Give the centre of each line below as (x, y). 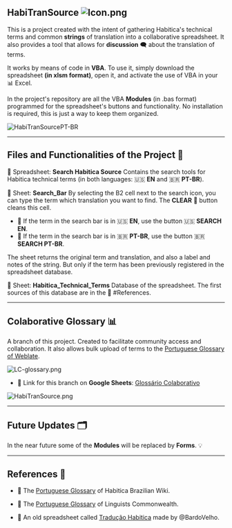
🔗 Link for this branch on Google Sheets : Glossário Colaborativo (108, 383)
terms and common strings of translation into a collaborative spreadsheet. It (116, 37)
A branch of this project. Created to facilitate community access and (104, 342)
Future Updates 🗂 (47, 425)
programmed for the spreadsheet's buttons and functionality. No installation (115, 106)
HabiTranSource (43, 13)
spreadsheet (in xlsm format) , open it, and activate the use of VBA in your (113, 75)
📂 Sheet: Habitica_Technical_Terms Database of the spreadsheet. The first (114, 285)
